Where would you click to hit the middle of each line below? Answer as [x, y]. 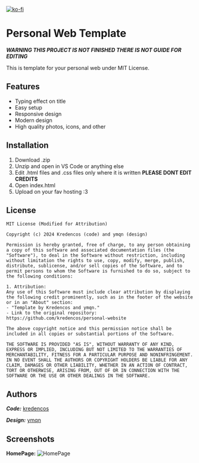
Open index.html [35, 185]
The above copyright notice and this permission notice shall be [89, 329]
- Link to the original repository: [52, 313]
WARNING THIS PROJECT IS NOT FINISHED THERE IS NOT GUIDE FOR [94, 50]
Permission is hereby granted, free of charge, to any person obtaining [98, 245]
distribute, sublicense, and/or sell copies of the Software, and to [94, 266]
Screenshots [30, 439]
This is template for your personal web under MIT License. [78, 68]
